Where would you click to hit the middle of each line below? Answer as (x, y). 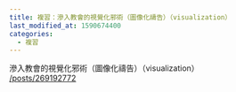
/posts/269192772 (43, 78)
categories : (31, 34)
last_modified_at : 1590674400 (65, 26)
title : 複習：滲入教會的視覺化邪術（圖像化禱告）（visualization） (120, 17)
